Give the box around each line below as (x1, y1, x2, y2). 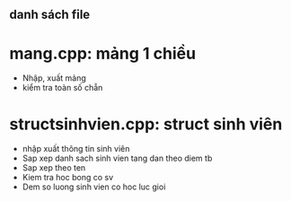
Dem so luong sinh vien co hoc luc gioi (22, 181, 166, 192)
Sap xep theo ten (22, 162, 86, 173)
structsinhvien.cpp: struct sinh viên (9, 114, 283, 134)
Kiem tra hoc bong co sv (22, 172, 114, 183)
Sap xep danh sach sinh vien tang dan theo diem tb (22, 153, 213, 164)
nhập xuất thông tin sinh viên (22, 144, 130, 154)
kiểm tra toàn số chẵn (22, 83, 103, 93)
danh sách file (9, 7, 91, 22)
